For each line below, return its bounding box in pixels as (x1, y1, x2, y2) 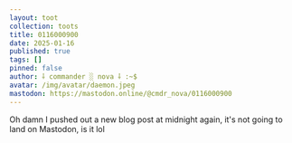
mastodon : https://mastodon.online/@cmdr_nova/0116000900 (9, 89, 232, 98)
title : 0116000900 (9, 30, 79, 39)
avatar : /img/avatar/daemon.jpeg (9, 81, 136, 90)
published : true (9, 47, 71, 56)
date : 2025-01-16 (9, 38, 75, 48)
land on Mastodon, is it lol (9, 123, 106, 134)
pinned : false (9, 64, 63, 73)
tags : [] (9, 55, 42, 64)
